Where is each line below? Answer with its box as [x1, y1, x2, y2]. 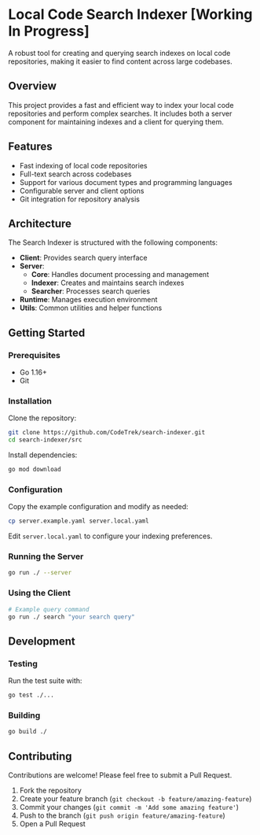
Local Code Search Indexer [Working [8, 6, 253, 24]
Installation [8, 395, 53, 406]
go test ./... [8, 691, 55, 700]
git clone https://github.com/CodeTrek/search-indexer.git [8, 429, 206, 437]
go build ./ [8, 728, 47, 736]
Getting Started [8, 326, 86, 339]
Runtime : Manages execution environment [19, 295, 158, 305]
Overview [8, 79, 57, 93]
